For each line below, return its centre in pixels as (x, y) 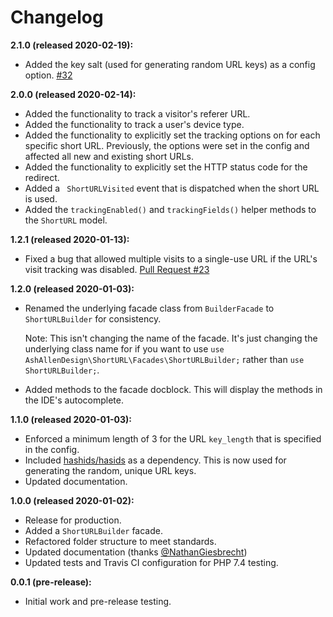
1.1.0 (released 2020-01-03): (71, 419)
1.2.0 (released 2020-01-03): (72, 288)
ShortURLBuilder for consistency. (93, 318)
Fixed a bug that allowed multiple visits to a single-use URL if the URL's (171, 258)
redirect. (42, 177)
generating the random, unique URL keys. (110, 470)
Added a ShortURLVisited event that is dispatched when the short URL (172, 188)
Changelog (57, 17)
